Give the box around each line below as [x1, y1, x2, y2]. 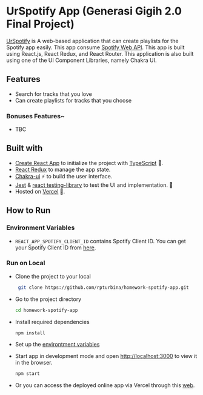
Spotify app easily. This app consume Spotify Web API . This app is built [6, 44, 185, 51]
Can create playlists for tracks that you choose [15, 96, 132, 104]
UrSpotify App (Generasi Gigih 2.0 [6, 4, 182, 18]
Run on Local [6, 259, 45, 268]
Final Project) [6, 17, 75, 31]
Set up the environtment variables [15, 341, 100, 348]
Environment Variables [6, 223, 75, 232]
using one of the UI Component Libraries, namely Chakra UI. [6, 56, 157, 64]
